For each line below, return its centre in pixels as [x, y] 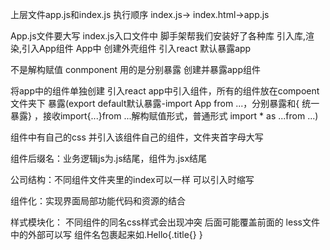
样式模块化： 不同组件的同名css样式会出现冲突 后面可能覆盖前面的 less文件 [165, 222]
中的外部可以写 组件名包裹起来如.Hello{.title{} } [106, 234]
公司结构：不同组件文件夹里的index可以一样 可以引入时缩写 [132, 179]
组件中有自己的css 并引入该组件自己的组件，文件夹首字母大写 [137, 137]
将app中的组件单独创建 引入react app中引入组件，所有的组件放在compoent [165, 91]
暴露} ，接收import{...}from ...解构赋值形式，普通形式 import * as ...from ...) [164, 116]
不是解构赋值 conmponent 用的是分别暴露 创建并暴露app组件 [135, 69]
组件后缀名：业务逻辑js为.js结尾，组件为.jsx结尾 [109, 158]
